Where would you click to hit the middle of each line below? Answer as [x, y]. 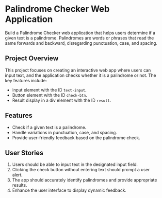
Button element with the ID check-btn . [49, 95]
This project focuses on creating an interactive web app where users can [78, 70]
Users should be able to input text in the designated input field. [75, 164]
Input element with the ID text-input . [49, 90]
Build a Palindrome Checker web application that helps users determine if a [80, 33]
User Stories [24, 153]
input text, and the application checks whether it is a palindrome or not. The [81, 75]
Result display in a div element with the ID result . [61, 100]
